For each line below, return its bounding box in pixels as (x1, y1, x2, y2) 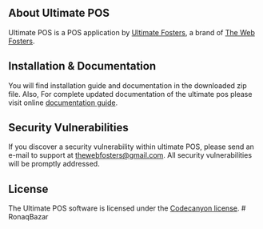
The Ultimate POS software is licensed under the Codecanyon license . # (8, 203, 246, 213)
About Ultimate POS (8, 6, 110, 20)
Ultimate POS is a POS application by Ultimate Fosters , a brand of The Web (8, 27, 256, 37)
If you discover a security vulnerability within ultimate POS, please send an (8, 142, 254, 151)
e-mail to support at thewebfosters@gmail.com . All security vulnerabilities (8, 151, 253, 160)
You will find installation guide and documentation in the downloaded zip (8, 80, 248, 90)
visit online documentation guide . (8, 98, 118, 107)
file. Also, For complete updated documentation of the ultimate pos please (8, 89, 253, 98)
